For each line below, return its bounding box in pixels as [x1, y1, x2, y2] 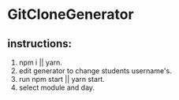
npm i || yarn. [18, 57, 62, 67]
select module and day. [18, 83, 95, 92]
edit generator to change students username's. [18, 66, 172, 76]
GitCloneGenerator [7, 6, 135, 24]
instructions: [7, 37, 73, 50]
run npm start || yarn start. [18, 75, 106, 83]
